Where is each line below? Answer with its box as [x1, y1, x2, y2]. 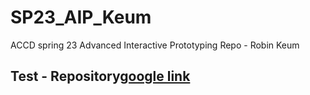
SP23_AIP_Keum [10, 6, 152, 29]
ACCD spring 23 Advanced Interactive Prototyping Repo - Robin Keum [10, 39, 300, 51]
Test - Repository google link [10, 68, 191, 85]
